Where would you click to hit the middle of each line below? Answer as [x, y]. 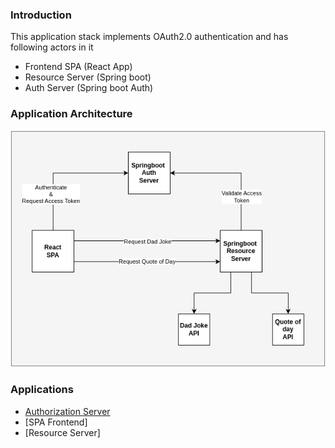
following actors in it [52, 47]
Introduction [41, 15]
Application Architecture [71, 114]
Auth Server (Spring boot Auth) [89, 88]
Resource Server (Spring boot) [88, 77]
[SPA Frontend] [56, 422]
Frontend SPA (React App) [78, 67]
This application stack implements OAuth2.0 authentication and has [149, 37]
